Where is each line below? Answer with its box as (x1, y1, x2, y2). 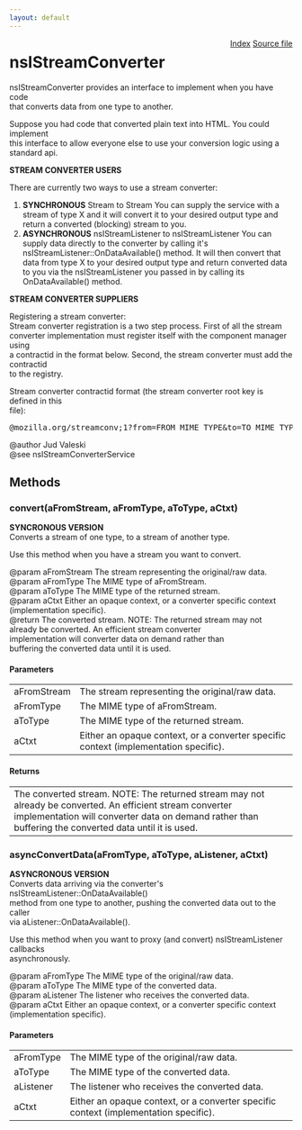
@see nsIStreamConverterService (9, 448, 136, 459)
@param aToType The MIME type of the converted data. (9, 980, 218, 990)
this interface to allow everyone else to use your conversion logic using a (9, 137, 280, 149)
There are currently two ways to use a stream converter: (9, 182, 218, 193)
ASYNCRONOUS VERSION (9, 868, 110, 879)
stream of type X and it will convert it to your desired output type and (22, 209, 279, 220)
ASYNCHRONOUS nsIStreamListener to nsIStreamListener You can (22, 228, 272, 239)
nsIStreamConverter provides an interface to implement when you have (9, 82, 274, 93)
